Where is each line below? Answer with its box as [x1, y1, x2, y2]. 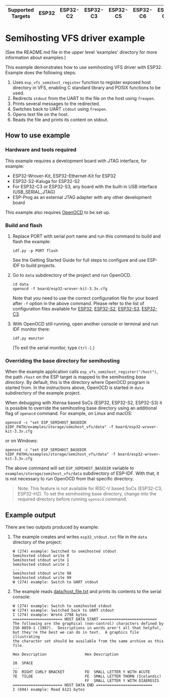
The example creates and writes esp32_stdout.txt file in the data [12, 534, 147, 540]
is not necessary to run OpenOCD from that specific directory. [5, 476, 134, 482]
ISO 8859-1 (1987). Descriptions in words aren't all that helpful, [12, 626, 162, 631]
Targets [11, 13, 30, 20]
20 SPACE [12, 661, 34, 666]
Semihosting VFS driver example [5, 33, 145, 44]
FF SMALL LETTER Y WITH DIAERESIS [84, 678, 159, 683]
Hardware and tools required [5, 146, 77, 153]
